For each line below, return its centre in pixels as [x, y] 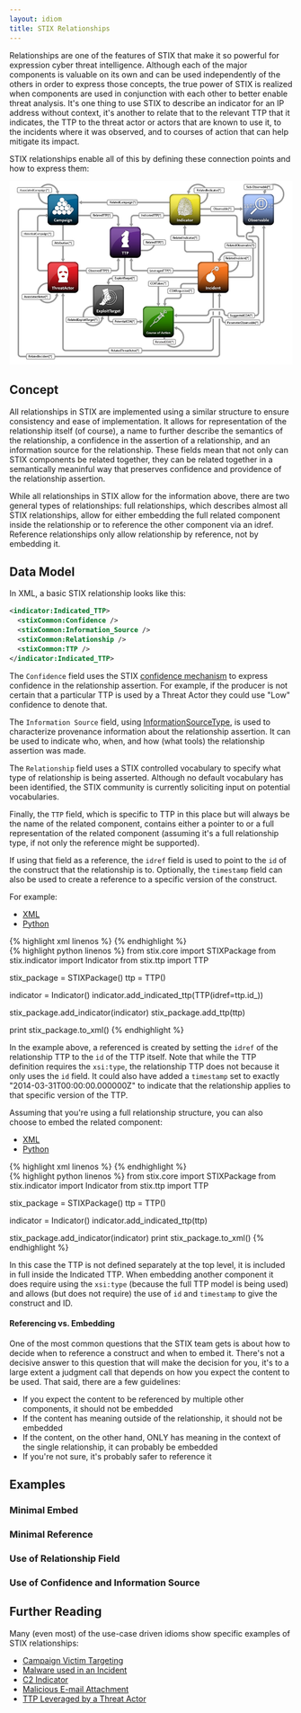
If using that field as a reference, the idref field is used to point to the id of [148, 860]
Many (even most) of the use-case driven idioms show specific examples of [150, 1633]
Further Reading [56, 1612]
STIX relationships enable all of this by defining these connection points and [150, 158]
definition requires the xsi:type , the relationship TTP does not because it [145, 1066]
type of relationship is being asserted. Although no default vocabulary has [146, 777]
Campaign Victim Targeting [73, 1660]
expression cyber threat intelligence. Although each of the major [128, 65]
